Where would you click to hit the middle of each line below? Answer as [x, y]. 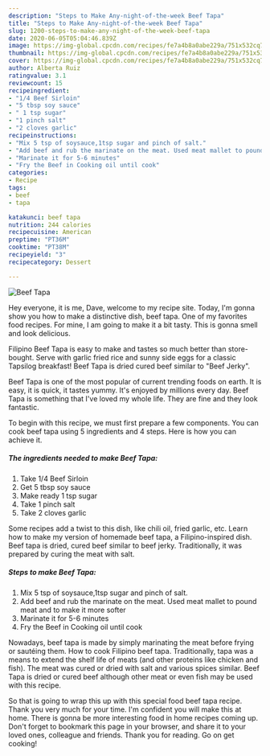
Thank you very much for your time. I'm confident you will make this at [125, 709]
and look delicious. [39, 333]
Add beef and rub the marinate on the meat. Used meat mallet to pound [138, 601]
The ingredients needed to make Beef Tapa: [83, 458]
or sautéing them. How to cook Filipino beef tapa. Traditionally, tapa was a [131, 651]
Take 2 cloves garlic [53, 512]
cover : [19, 61]
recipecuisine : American [50, 232]
